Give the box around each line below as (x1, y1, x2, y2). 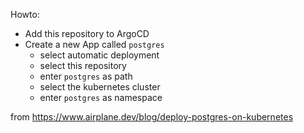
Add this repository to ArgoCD (24, 28, 150, 39)
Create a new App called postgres (24, 39, 165, 50)
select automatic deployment (39, 49, 160, 61)
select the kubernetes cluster (39, 81, 161, 93)
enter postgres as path (39, 70, 133, 82)
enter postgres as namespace (39, 92, 163, 103)
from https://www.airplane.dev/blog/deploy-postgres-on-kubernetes (10, 111, 294, 123)
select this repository (39, 60, 127, 71)
